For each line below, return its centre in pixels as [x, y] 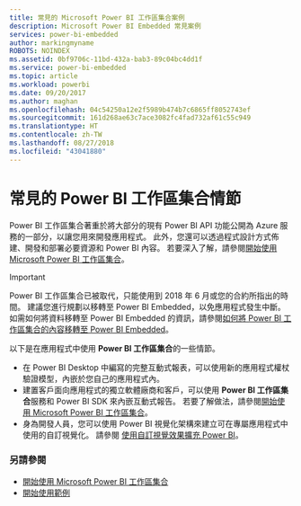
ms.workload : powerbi [50, 84]
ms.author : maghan [44, 101]
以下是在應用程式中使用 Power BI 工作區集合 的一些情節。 [115, 348]
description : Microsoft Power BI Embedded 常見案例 [106, 26]
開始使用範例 [46, 493]
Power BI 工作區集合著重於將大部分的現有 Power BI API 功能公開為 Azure [144, 225]
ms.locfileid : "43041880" [58, 151]
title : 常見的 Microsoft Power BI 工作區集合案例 [97, 18]
